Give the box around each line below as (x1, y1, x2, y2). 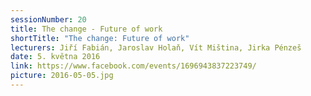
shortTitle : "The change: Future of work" (10, 33, 190, 43)
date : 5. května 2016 (10, 52, 101, 62)
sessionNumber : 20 (10, 14, 87, 25)
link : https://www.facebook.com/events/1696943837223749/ (10, 61, 257, 71)
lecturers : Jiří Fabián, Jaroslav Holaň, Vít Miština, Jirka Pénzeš (10, 42, 302, 53)
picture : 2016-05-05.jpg (10, 71, 114, 81)
